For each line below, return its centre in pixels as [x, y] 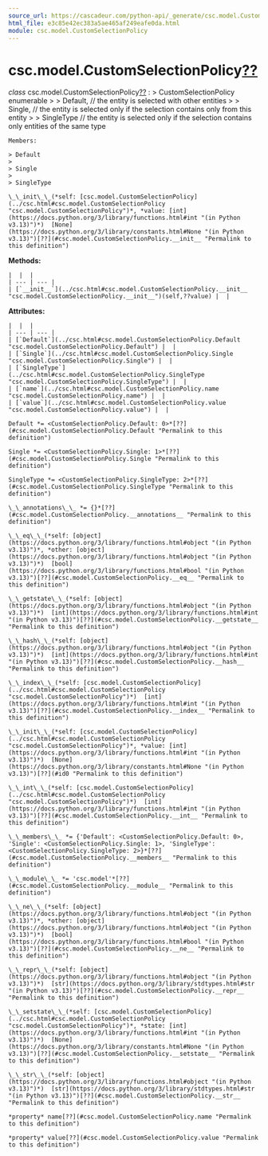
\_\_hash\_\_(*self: [43, 641]
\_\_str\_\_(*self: [41, 1075]
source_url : [28, 16]
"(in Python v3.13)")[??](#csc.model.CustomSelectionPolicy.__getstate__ [134, 620]
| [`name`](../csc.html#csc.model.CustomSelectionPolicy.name [114, 389]
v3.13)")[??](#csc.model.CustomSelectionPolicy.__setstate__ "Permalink [132, 1054]
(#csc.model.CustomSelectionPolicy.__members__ [89, 858]
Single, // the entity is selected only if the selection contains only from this [130, 110]
